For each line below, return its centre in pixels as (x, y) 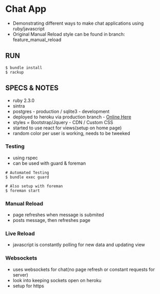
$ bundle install (24, 67)
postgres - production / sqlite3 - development (61, 111)
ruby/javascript (28, 28)
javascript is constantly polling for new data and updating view (79, 245)
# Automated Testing (27, 172)
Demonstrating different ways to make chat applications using (78, 23)
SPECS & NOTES (32, 88)
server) (20, 275)
